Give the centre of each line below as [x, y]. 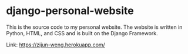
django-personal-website [70, 11]
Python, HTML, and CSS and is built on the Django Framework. [82, 33]
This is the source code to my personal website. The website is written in [94, 27]
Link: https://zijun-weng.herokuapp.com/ [56, 45]
